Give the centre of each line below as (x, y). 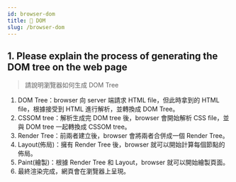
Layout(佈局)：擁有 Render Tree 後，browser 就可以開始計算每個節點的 (121, 145)
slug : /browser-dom (36, 27)
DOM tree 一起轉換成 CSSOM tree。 (78, 127)
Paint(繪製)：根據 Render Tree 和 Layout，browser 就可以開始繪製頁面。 (123, 162)
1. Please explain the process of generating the (113, 56)
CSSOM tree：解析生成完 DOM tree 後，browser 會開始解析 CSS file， (120, 118)
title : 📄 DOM (27, 21)
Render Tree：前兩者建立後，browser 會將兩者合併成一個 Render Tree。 (123, 136)
